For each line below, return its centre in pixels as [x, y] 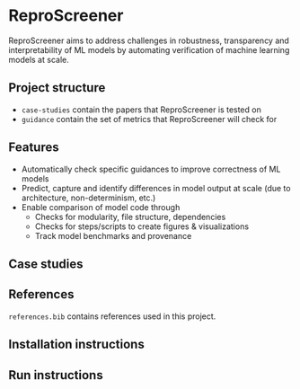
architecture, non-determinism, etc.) [88, 198]
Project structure [57, 88]
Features [34, 148]
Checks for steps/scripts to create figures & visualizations [141, 226]
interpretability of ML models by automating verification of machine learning [149, 49]
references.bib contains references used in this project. [112, 316]
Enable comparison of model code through [101, 207]
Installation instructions [76, 345]
